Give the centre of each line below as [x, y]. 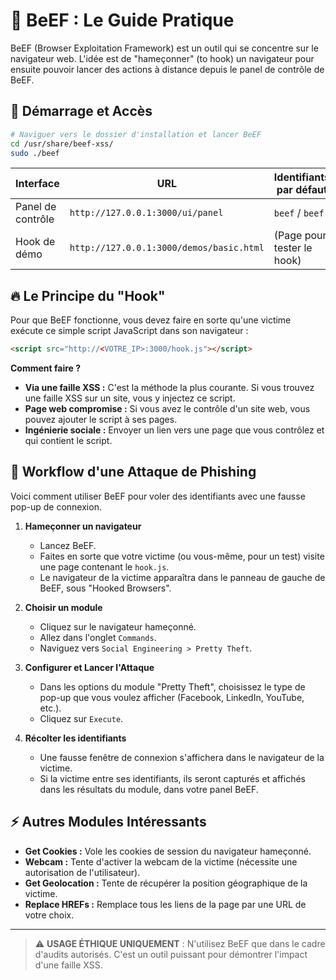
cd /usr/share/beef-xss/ [62, 144]
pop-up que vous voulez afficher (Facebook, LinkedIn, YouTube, [172, 697]
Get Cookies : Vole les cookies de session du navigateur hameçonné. [168, 851]
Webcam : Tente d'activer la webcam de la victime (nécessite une [161, 861]
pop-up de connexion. [56, 506]
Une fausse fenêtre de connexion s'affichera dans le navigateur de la [182, 757]
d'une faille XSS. [68, 965]
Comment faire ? [46, 368]
